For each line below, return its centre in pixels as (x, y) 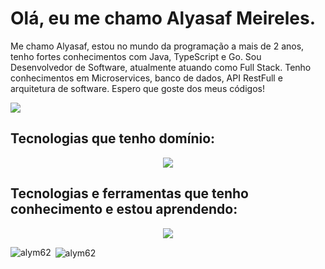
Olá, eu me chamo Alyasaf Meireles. (163, 18)
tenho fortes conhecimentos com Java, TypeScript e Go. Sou (136, 56)
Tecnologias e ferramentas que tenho (129, 193)
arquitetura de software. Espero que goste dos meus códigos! (137, 88)
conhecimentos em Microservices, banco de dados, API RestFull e (146, 78)
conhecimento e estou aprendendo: (124, 209)
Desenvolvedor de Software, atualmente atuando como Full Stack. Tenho (161, 67)
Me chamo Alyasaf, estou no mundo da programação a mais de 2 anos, (157, 46)
